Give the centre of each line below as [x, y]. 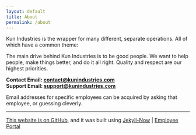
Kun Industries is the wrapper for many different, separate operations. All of [97, 39]
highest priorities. [27, 69]
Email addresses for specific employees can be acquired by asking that [92, 97]
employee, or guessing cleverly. [44, 104]
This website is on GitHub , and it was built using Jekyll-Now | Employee [92, 120]
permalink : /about [28, 22]
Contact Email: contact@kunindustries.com [60, 80]
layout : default [26, 11]
